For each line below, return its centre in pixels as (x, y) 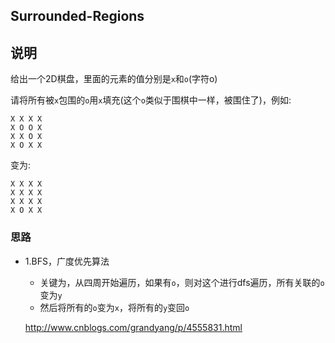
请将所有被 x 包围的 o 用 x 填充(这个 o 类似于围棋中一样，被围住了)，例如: (151, 100)
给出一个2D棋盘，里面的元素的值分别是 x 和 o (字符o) (114, 79)
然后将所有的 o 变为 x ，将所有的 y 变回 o (114, 307)
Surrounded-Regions (77, 16)
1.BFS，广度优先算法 (67, 261)
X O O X (26, 128)
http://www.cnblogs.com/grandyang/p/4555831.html (133, 327)
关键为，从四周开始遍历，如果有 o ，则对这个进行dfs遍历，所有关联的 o (182, 282)
